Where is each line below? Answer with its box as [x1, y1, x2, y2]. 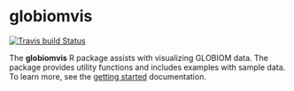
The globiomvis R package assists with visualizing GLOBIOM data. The [9, 52, 268, 63]
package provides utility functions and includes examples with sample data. [9, 62, 286, 72]
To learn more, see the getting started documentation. [9, 71, 206, 81]
